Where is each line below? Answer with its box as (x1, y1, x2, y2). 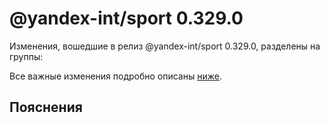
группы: (9, 50, 44, 62)
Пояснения (9, 99, 83, 116)
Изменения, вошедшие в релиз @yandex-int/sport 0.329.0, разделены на (9, 40, 321, 52)
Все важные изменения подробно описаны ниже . (9, 70, 222, 82)
